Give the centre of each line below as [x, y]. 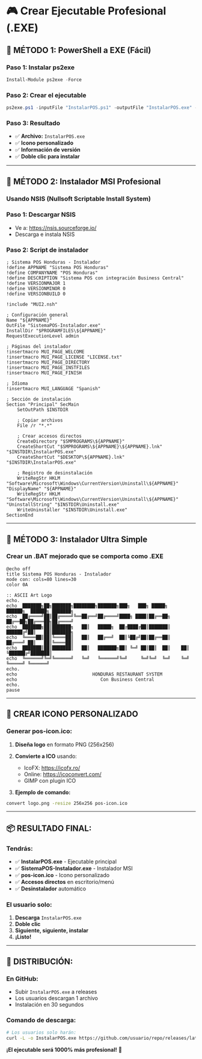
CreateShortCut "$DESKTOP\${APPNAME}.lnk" [71, 458]
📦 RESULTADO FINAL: [49, 828]
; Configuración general [37, 315]
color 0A [17, 585]
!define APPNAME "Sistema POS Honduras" [58, 268]
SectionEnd [20, 515]
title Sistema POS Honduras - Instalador [59, 574]
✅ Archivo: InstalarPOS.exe [50, 136]
